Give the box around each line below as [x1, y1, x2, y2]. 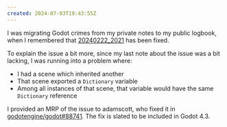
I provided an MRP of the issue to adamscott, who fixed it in [7, 104, 176, 113]
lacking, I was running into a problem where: [7, 56, 132, 65]
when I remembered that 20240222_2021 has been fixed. [7, 36, 169, 44]
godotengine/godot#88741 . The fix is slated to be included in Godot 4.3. [7, 112, 211, 120]
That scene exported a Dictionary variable [16, 76, 139, 85]
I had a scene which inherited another [16, 70, 125, 78]
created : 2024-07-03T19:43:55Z [7, 10, 97, 17]
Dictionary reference [16, 91, 77, 100]
